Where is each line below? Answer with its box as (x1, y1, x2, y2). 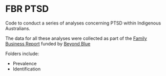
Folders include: (5, 50, 39, 57)
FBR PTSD (5, 3, 49, 15)
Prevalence (12, 60, 37, 66)
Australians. (5, 25, 31, 31)
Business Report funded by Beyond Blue (5, 40, 91, 46)
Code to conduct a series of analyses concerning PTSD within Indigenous (5, 20, 161, 26)
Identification (12, 66, 41, 72)
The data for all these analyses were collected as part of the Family (5, 35, 147, 41)
